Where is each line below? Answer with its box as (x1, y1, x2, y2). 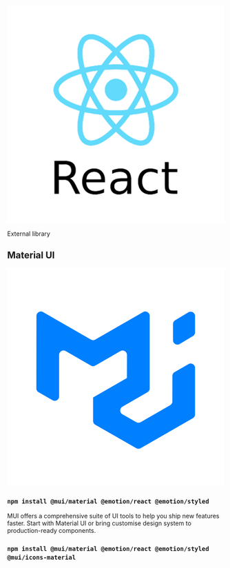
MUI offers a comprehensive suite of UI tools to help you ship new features (7, 512, 220, 520)
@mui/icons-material (7, 554, 76, 562)
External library (7, 230, 50, 238)
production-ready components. (7, 527, 96, 535)
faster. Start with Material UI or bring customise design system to (7, 519, 191, 527)
